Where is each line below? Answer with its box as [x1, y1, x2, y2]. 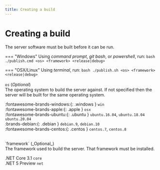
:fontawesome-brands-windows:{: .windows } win [5, 101, 105, 107]
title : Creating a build [5, 7, 55, 12]
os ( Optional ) [5, 81, 31, 87]
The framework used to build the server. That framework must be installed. [5, 146, 155, 152]
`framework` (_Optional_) [5, 140, 54, 146]
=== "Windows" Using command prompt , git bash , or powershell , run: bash [5, 53, 155, 59]
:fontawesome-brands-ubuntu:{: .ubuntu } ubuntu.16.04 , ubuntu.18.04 [5, 111, 145, 117]
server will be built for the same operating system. [5, 92, 106, 97]
